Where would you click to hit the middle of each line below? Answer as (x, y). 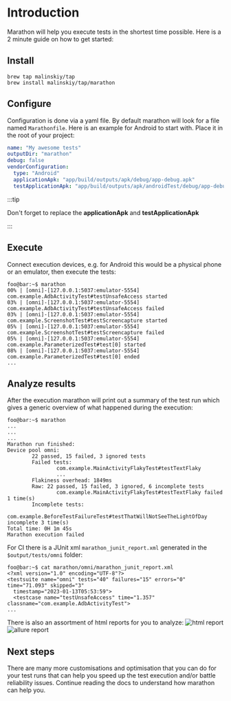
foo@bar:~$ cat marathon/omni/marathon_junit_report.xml (90, 568)
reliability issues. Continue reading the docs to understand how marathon (111, 683)
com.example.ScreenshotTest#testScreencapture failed (86, 332)
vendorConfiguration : (38, 167)
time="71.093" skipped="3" (46, 586)
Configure (29, 104)
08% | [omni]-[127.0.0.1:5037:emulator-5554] (73, 350)
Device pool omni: (33, 450)
